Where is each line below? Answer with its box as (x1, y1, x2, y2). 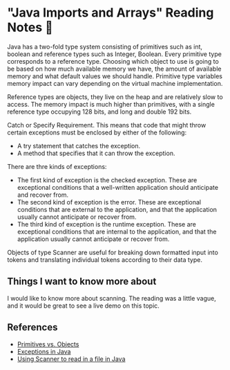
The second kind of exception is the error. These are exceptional (17, 197, 202, 206)
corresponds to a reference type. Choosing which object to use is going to (7, 57, 219, 65)
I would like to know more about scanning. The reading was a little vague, (7, 294, 216, 302)
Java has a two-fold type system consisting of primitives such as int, (7, 42, 202, 51)
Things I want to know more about (7, 276, 157, 288)
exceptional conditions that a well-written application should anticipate (17, 183, 219, 191)
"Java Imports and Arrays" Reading (7, 5, 214, 21)
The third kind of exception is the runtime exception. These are (17, 220, 197, 228)
